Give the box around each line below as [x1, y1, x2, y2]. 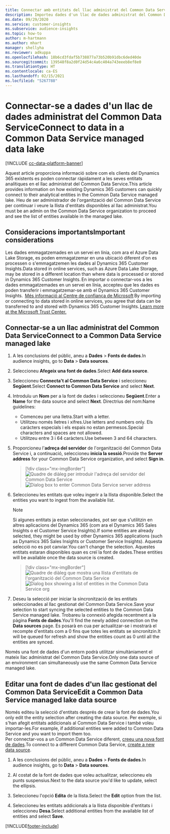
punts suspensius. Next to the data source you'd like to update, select [12, 778, 157, 784]
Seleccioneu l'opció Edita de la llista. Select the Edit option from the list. [12, 793, 162, 799]
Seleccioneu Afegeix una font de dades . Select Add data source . [12, 368, 149, 374]
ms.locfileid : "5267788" [5, 78, 58, 83]
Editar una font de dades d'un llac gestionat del [5, 680, 157, 688]
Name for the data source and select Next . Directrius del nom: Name [12, 398, 155, 404]
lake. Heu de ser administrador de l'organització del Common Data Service [5, 197, 161, 203]
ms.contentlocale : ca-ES [5, 69, 58, 74]
